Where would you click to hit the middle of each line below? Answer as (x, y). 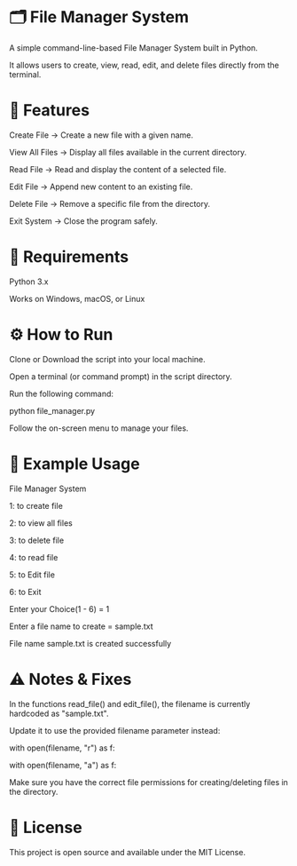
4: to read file (34, 557)
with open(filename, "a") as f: (63, 765)
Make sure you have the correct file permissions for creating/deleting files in (148, 782)
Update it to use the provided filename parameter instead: (115, 730)
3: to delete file (37, 540)
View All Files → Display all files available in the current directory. (128, 152)
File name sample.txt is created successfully (90, 643)
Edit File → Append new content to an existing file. (101, 187)
